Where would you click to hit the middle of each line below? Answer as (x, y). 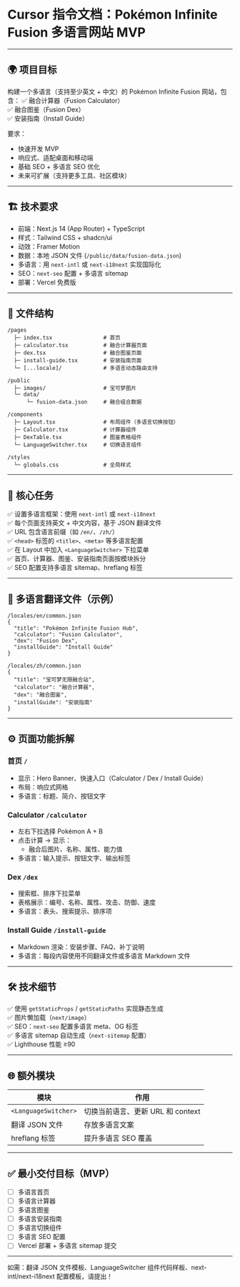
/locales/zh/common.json (44, 666)
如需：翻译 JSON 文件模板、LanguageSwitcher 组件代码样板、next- (107, 1268)
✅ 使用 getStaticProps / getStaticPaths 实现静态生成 (86, 1008)
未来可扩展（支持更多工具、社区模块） (74, 175)
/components (25, 415)
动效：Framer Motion (49, 246)
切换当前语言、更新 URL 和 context (142, 1111)
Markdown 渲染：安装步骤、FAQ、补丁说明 (81, 946)
